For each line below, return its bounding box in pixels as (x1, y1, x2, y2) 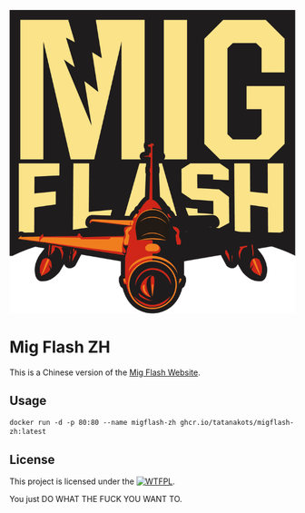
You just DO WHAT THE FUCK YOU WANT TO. (9, 494, 183, 505)
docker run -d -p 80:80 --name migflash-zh (9, 419, 177, 428)
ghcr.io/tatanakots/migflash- (180, 419, 295, 428)
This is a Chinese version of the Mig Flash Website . (9, 367, 202, 378)
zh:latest (9, 428, 47, 437)
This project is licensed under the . (9, 476, 175, 487)
